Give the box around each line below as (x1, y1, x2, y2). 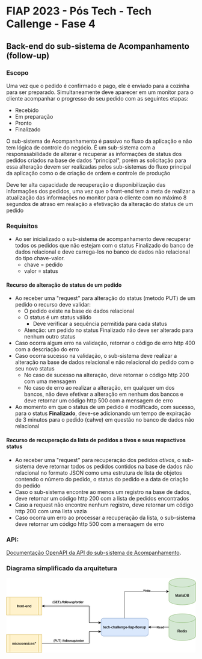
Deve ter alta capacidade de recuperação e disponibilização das (6, 181, 166, 188)
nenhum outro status (23, 333, 76, 340)
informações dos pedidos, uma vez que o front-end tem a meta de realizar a (6, 187, 195, 195)
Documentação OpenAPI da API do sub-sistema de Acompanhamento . (6, 549, 182, 556)
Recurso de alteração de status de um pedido (6, 281, 122, 289)
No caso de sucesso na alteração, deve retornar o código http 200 (23, 372, 189, 379)
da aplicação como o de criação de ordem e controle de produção (6, 169, 171, 176)
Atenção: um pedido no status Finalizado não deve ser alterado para (23, 326, 194, 334)
